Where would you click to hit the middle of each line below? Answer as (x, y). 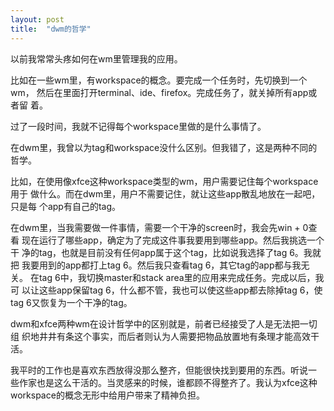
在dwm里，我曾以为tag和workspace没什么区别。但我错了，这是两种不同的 (164, 147)
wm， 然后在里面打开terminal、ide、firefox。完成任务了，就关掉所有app (159, 92)
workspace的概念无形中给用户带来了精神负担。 (107, 395)
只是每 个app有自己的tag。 (66, 206)
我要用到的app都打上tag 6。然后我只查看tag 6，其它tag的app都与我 (161, 265)
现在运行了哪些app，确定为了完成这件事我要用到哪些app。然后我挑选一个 (173, 240)
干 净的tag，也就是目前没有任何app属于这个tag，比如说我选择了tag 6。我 (161, 252)
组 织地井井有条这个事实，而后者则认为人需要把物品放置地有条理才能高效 (160, 336)
